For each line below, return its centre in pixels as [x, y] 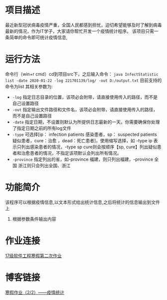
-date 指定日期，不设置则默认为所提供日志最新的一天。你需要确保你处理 [86, 122]
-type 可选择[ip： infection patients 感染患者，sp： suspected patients [85, 134]
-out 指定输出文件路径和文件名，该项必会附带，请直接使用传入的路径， [85, 109]
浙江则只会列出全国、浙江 [44, 165]
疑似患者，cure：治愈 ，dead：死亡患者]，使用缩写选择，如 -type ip [82, 140]
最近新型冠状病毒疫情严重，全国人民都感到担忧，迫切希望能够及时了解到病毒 [83, 25]
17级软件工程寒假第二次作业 [34, 255]
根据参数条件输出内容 [34, 219]
